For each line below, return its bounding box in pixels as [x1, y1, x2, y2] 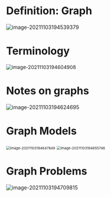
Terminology [6, 44, 70, 58]
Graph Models [6, 124, 77, 137]
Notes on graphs [6, 84, 90, 98]
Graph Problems [6, 164, 87, 178]
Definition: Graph [6, 4, 93, 18]
